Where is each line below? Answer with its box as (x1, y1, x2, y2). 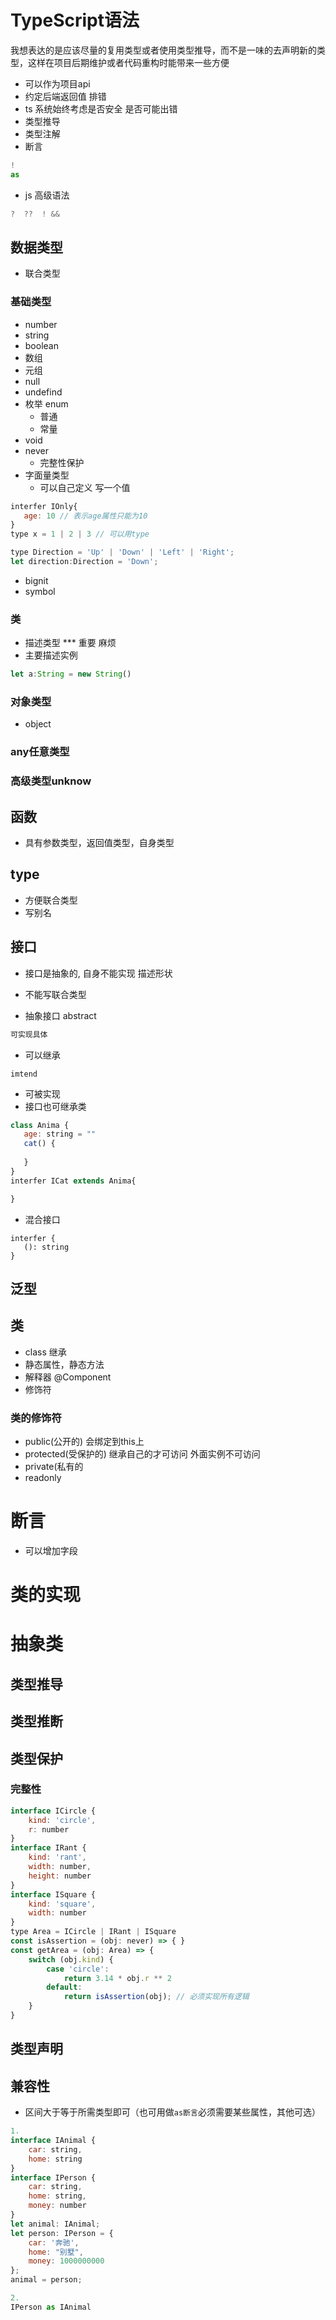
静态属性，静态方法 (24, 1358, 105, 1370)
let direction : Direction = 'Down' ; (10, 557, 159, 567)
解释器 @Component (24, 1371, 112, 1383)
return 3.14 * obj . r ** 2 (63, 1973, 172, 1983)
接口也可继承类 (24, 1100, 87, 1112)
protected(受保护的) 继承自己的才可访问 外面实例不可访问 (24, 1448, 261, 1460)
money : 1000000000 (28, 2256, 105, 2266)
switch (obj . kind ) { (28, 1954, 114, 1965)
